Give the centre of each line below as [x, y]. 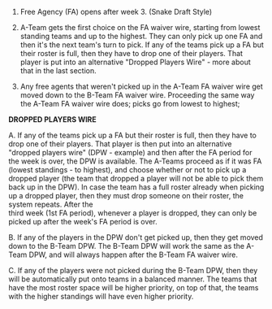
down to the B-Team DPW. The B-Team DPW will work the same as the [127, 246]
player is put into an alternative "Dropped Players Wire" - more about [136, 62]
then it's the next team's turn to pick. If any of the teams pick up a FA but [142, 45]
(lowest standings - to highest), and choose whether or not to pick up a [127, 170]
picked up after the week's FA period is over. [83, 222]
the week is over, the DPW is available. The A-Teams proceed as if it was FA [135, 161]
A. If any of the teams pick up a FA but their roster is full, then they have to [133, 135]
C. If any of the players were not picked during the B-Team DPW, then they [133, 270]
